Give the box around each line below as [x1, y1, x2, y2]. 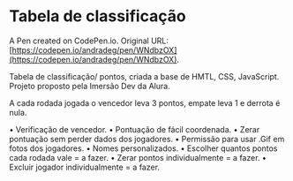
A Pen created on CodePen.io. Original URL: [9, 35, 169, 46]
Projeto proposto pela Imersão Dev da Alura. [9, 80, 170, 91]
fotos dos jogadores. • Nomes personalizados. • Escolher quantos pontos [9, 143, 278, 154]
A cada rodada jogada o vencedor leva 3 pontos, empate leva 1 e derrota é [9, 97, 281, 108]
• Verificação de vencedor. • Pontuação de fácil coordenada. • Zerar [9, 124, 260, 134]
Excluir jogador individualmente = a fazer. [9, 162, 161, 172]
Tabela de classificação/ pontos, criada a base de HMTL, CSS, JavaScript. [9, 71, 280, 81]
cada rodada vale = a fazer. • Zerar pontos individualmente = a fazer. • [9, 152, 267, 162]
